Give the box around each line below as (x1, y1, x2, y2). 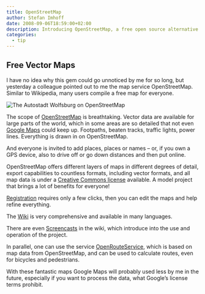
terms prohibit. (6, 281, 43, 288)
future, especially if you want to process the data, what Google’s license (6, 274, 188, 282)
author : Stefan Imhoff (6, 15, 64, 21)
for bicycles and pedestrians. (6, 255, 80, 263)
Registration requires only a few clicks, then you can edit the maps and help (6, 194, 198, 202)
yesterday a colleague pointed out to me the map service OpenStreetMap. (6, 83, 193, 90)
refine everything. (6, 200, 51, 208)
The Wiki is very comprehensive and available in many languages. (6, 213, 173, 220)
